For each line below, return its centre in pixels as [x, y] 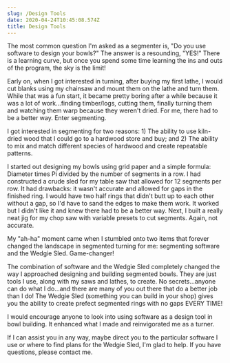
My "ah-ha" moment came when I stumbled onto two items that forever [108, 239]
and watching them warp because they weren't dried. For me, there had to [113, 110]
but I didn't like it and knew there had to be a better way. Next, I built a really [115, 210]
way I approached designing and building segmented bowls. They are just [112, 274]
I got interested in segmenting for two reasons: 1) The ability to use [102, 131]
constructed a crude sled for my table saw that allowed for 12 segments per [114, 181]
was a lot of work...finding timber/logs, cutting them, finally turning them [109, 104]
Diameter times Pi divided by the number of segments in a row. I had [104, 174]
